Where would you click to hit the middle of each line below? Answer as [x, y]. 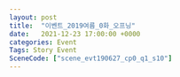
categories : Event [43, 42]
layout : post [33, 17]
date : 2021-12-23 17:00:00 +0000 [75, 34]
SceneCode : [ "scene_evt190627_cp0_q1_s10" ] [91, 58]
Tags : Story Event [43, 50]
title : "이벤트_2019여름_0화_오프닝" [72, 26]
